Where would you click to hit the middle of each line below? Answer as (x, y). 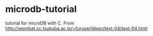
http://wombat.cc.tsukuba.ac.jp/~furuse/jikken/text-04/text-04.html (76, 28)
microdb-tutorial (41, 9)
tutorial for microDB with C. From (40, 23)
